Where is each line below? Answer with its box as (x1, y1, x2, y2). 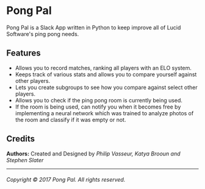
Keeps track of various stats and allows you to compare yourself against (15, 71, 197, 78)
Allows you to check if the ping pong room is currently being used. (15, 96, 183, 104)
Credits (6, 134, 35, 144)
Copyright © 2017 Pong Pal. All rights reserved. (6, 176, 126, 184)
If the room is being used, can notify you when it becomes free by (15, 103, 181, 110)
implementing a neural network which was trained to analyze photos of (15, 109, 194, 116)
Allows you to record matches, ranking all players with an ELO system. (15, 64, 192, 71)
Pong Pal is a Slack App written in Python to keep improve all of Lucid (6, 24, 181, 31)
